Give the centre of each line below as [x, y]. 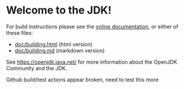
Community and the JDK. [37, 68]
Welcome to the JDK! [59, 10]
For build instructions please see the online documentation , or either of [92, 27]
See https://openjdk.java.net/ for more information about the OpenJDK [92, 62]
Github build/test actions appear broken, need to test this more [83, 80]
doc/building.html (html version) [53, 44]
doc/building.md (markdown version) [60, 50]
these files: [20, 32]
